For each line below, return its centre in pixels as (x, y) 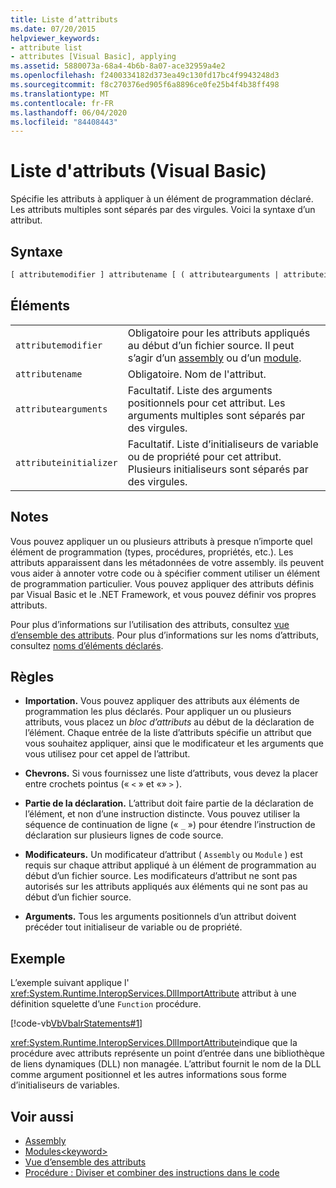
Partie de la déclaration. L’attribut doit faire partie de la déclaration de (169, 803)
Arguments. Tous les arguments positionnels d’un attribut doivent (160, 917)
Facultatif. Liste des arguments (200, 390)
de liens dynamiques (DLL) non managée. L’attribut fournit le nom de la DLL (166, 1064)
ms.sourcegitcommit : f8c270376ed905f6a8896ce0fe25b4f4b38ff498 (145, 85)
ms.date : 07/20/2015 (53, 29)
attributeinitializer (66, 462)
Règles (32, 676)
